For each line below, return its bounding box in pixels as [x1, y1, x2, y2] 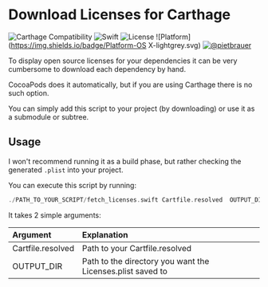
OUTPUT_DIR [12, 261, 62, 272]
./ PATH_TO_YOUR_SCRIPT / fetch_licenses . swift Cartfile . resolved [8, 195, 223, 204]
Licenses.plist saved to [81, 265, 167, 277]
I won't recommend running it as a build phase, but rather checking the [8, 156, 242, 166]
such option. [8, 88, 49, 97]
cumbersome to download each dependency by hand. [8, 64, 186, 73]
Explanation [81, 229, 128, 240]
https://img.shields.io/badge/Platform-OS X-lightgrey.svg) [10, 40, 201, 49]
